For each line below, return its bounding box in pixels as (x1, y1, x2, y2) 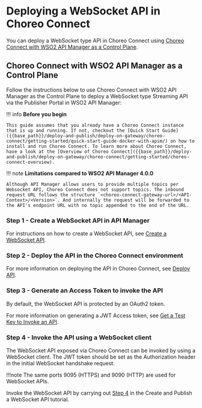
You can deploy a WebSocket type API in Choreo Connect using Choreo (6, 37, 185, 44)
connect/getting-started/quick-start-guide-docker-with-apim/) (6, 138, 168, 144)
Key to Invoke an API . (6, 318, 59, 326)
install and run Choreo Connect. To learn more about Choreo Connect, (6, 143, 187, 149)
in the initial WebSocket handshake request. (6, 359, 115, 366)
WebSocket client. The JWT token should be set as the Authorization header (6, 353, 196, 360)
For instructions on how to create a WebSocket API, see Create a (6, 230, 167, 237)
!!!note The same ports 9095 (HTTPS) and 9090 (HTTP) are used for (6, 371, 176, 379)
